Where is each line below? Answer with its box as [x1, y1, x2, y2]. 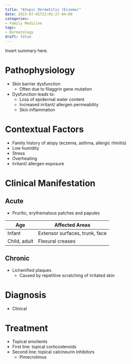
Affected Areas [54, 221, 91, 228]
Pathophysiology [5, 65, 75, 76]
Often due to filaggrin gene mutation [19, 86, 92, 92]
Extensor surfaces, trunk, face [38, 230, 107, 236]
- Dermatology [5, 30, 34, 35]
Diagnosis [5, 289, 47, 300]
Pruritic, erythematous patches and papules [12, 210, 100, 216]
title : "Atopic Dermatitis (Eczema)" [5, 7, 82, 12]
